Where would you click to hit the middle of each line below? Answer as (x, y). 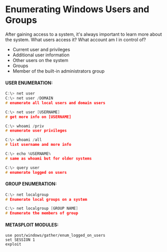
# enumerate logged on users (36, 172)
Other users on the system (40, 60)
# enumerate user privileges (36, 131)
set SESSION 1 (20, 240)
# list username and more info (38, 145)
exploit (13, 244)
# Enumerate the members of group (42, 213)
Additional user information (41, 55)
